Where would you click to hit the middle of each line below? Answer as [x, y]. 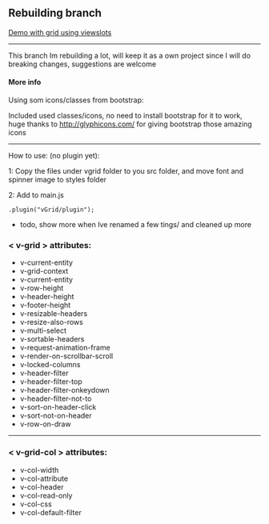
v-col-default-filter [50, 512]
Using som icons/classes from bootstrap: [76, 100]
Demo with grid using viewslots [60, 32]
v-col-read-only [46, 495]
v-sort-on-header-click [58, 407]
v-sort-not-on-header [56, 416]
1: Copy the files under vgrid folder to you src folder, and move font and [126, 171]
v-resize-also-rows [52, 322]
